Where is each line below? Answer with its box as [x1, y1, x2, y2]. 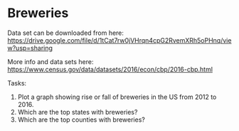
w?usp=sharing [7, 43, 53, 52]
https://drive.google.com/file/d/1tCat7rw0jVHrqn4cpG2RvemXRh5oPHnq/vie [7, 36, 232, 44]
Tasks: [7, 78, 27, 87]
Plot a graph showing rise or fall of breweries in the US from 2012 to [17, 93, 217, 101]
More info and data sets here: [7, 57, 94, 65]
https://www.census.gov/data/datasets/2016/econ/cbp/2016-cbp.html [7, 65, 213, 73]
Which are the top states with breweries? [17, 108, 138, 116]
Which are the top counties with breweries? [17, 115, 146, 124]
